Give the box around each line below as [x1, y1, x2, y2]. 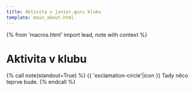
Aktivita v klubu [6, 52, 87, 66]
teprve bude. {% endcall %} [6, 78, 76, 86]
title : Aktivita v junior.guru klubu [6, 8, 102, 15]
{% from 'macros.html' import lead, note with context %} [6, 31, 147, 38]
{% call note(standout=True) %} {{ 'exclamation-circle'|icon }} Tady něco [6, 72, 189, 79]
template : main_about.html [6, 14, 74, 20]
